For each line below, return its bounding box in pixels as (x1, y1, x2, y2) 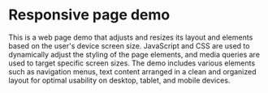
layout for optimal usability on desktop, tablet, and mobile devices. (8, 75, 231, 85)
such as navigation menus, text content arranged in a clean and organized (8, 66, 257, 76)
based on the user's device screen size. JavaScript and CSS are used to (8, 40, 250, 50)
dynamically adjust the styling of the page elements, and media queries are (8, 49, 260, 59)
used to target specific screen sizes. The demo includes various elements (8, 58, 256, 68)
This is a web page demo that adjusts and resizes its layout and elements (8, 32, 253, 42)
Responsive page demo (8, 6, 171, 24)
